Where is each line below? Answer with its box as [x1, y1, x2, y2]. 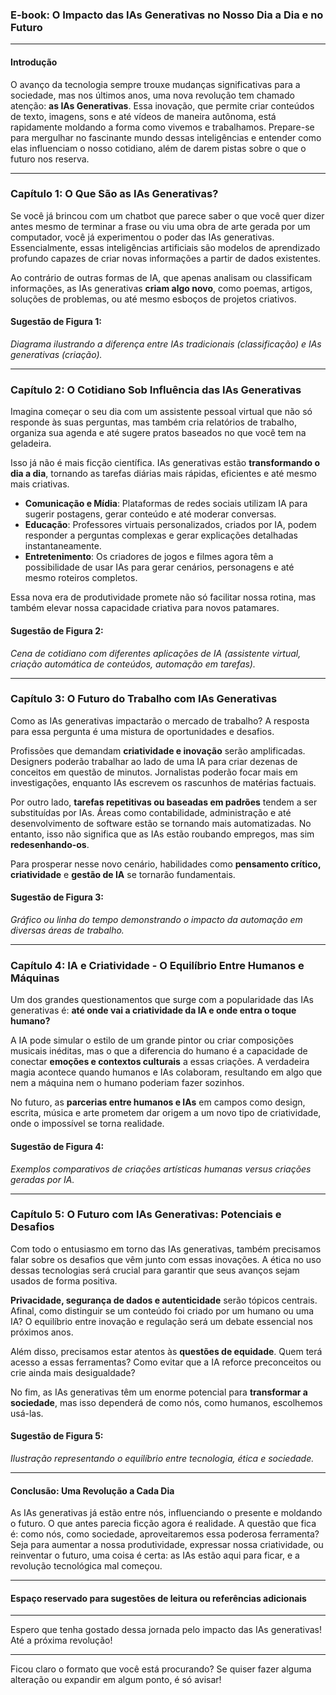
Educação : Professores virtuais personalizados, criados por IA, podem [24, 519, 317, 531]
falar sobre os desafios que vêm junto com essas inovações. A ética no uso [10, 1253, 322, 1265]
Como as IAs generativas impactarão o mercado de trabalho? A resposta [10, 714, 310, 727]
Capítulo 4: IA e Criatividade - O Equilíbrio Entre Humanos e [10, 958, 305, 972]
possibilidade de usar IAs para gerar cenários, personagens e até [24, 561, 295, 573]
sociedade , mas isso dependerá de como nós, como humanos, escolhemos [10, 1396, 323, 1408]
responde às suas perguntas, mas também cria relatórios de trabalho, [10, 416, 297, 428]
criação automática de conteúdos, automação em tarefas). [10, 658, 256, 670]
